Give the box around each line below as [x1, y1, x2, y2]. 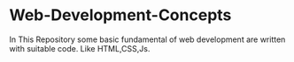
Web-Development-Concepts [9, 5, 232, 25]
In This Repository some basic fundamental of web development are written [9, 34, 286, 45]
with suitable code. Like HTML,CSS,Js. [9, 43, 151, 53]
